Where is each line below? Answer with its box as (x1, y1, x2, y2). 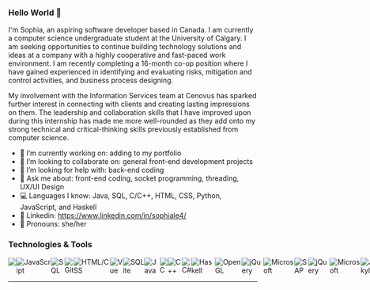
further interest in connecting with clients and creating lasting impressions (8, 99, 251, 109)
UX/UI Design (19, 182, 65, 192)
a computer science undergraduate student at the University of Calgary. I (8, 33, 247, 43)
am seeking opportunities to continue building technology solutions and (8, 42, 242, 52)
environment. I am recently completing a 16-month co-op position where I (8, 59, 248, 68)
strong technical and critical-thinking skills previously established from (8, 124, 239, 134)
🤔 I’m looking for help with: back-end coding (19, 166, 164, 175)
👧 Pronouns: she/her (19, 219, 87, 229)
